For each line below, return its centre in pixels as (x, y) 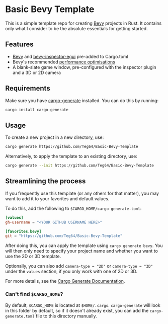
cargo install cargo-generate (37, 110)
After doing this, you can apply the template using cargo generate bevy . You (84, 246)
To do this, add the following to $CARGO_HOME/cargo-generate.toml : (73, 208)
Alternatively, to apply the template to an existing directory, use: (71, 156)
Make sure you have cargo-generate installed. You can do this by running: (82, 100)
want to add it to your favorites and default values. (57, 198)
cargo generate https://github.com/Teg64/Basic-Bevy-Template (72, 147)
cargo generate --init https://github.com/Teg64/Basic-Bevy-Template (80, 166)
